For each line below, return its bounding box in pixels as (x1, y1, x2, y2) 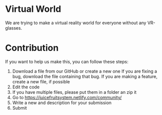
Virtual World (5, 3, 61, 15)
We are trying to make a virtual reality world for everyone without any (5, 20, 147, 26)
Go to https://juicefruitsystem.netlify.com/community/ (12, 94, 122, 100)
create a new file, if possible (12, 78, 70, 84)
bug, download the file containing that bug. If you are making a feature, (12, 73, 158, 79)
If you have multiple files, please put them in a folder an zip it (12, 89, 137, 95)
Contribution (5, 42, 59, 54)
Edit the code (12, 84, 40, 90)
